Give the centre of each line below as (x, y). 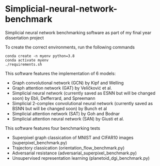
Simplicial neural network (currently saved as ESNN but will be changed (84, 93)
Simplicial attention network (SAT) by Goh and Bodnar (66, 113)
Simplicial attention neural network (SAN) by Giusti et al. (68, 119)
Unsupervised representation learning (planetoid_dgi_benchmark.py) (81, 158)
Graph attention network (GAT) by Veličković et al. (62, 88)
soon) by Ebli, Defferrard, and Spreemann (54, 98)
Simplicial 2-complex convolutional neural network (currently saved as (82, 103)
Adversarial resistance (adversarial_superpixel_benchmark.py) (74, 153)
